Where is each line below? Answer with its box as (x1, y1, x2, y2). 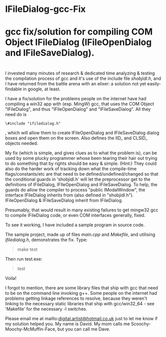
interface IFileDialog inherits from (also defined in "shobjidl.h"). (5, 192, 134, 198)
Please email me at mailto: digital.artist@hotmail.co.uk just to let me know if (5, 315, 158, 321)
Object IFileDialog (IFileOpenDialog (5, 37, 152, 48)
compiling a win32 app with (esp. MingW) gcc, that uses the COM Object (5, 101, 155, 107)
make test (17, 246, 38, 252)
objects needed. (5, 140, 39, 146)
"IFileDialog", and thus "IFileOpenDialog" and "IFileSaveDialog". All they (5, 106, 151, 112)
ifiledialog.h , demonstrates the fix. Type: (5, 237, 88, 243)
